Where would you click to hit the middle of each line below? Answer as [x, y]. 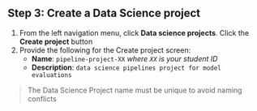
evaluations [51, 75]
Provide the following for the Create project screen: [105, 50]
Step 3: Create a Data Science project [104, 13]
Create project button [56, 41]
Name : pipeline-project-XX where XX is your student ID [124, 58]
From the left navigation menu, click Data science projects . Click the [134, 32]
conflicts [42, 98]
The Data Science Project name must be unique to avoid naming [135, 90]
